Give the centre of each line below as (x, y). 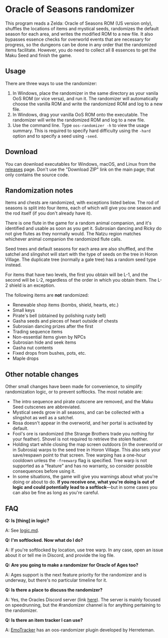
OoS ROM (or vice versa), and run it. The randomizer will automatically (85, 98)
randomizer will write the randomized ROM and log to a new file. (79, 120)
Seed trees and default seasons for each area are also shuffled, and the (79, 249)
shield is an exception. (32, 285)
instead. (14, 265)
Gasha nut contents (33, 348)
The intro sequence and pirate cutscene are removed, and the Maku (83, 402)
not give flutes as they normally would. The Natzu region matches (73, 234)
